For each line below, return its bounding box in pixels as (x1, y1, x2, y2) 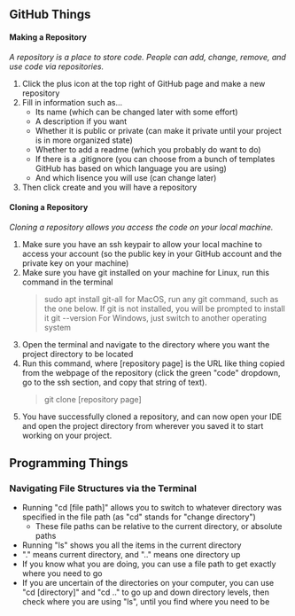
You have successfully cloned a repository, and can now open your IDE (21, 411, 282, 422)
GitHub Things (9, 7, 91, 22)
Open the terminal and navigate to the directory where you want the (21, 339, 270, 349)
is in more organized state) (35, 135, 133, 145)
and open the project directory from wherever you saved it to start (21, 420, 264, 431)
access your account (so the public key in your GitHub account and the (21, 248, 282, 259)
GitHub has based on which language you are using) (35, 163, 228, 174)
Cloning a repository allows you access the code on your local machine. (9, 222, 274, 232)
